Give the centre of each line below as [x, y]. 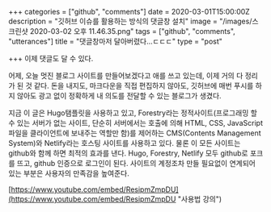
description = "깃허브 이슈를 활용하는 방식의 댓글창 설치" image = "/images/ [130, 21]
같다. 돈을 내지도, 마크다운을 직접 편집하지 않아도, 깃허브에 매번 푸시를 [144, 85]
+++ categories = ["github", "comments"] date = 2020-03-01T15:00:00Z [129, 12]
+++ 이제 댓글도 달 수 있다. [51, 58]
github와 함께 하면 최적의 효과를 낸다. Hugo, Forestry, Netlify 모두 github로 [128, 153]
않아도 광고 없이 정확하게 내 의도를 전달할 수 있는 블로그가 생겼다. [119, 96]
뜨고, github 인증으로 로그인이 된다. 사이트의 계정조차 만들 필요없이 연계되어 [136, 163]
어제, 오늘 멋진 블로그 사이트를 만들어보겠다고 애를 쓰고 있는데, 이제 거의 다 [126, 75]
